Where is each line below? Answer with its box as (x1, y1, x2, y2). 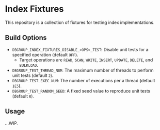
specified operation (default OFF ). (12, 52, 79, 57)
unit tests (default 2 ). (12, 72, 54, 78)
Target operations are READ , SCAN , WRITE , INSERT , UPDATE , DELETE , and (19, 57, 153, 63)
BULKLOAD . (19, 62, 38, 68)
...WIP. (5, 120, 18, 126)
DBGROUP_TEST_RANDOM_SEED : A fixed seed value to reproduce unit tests (12, 88, 150, 93)
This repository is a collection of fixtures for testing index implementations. (5, 19, 155, 25)
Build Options (5, 34, 47, 42)
